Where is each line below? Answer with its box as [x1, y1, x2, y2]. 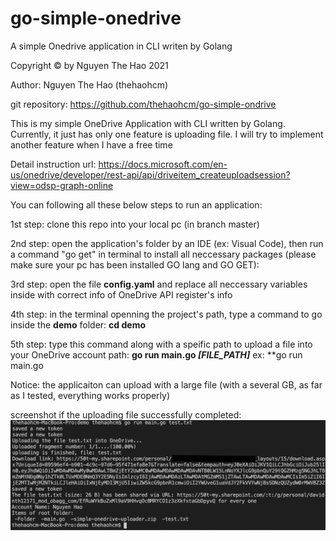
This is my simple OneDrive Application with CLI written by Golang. [10, 117, 286, 129]
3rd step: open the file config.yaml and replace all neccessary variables [10, 278, 308, 290]
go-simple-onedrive [10, 7, 182, 30]
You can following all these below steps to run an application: [10, 198, 263, 211]
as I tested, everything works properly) [10, 389, 171, 401]
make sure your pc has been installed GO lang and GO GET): [10, 258, 260, 271]
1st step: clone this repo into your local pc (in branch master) [10, 218, 260, 230]
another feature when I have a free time [10, 138, 173, 151]
